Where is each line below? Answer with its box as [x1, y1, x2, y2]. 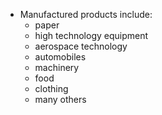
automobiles [34, 51, 87, 63]
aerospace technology [34, 40, 128, 52]
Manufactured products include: [19, 9, 153, 20]
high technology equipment [34, 30, 149, 41]
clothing [34, 83, 69, 94]
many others [34, 94, 87, 105]
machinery [34, 62, 80, 73]
